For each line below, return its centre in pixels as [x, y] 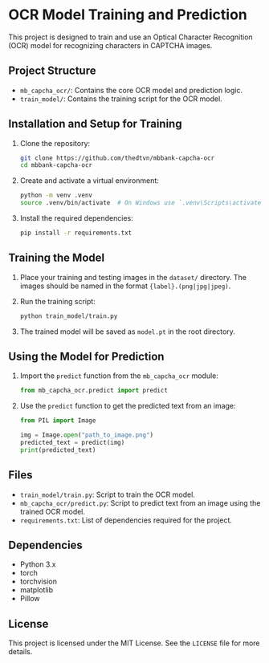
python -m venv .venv [56, 195]
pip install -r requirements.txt [76, 233]
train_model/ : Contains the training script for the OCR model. [121, 99]
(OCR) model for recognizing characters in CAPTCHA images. [110, 45]
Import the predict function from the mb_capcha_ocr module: [119, 376]
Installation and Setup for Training [95, 124]
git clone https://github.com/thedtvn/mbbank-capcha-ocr [117, 158]
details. [20, 652]
